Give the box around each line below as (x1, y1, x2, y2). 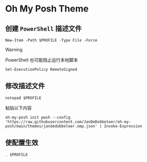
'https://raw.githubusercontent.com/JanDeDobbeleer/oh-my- (5, 119, 131, 124)
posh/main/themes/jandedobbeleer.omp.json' (5, 123, 98, 128)
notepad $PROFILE (5, 95, 42, 100)
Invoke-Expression (103, 123, 142, 128)
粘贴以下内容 (5, 105, 32, 111)
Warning (5, 47, 23, 53)
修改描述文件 (5, 82, 45, 90)
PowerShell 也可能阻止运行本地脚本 (5, 57, 78, 63)
